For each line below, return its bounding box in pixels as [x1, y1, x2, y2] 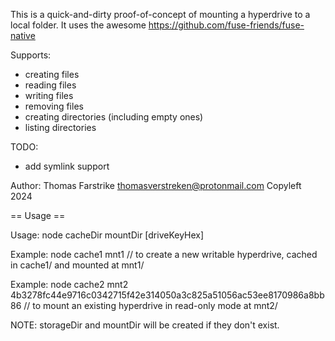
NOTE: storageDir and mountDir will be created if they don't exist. [10, 319, 280, 331]
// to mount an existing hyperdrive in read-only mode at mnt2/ [23, 300, 278, 311]
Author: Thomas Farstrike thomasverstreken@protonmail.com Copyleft [10, 180, 302, 191]
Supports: [10, 49, 52, 61]
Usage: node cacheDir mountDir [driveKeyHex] [10, 229, 205, 241]
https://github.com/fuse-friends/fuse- [148, 19, 305, 31]
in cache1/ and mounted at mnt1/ [10, 259, 145, 271]
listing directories [24, 122, 97, 133]
